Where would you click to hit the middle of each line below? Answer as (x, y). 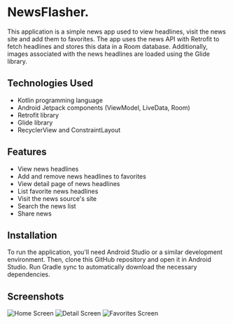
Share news (35, 213)
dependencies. (29, 274)
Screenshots (36, 296)
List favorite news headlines (58, 191)
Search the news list (47, 206)
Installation (32, 235)
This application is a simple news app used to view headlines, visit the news (116, 31)
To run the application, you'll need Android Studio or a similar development (115, 252)
